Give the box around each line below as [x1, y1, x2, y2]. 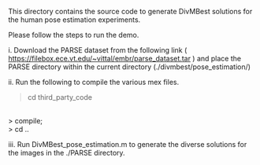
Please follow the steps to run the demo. [8, 31, 139, 39]
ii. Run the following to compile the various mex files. [8, 78, 180, 86]
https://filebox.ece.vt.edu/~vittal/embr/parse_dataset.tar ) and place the [8, 54, 242, 63]
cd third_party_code [27, 93, 93, 101]
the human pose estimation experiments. [8, 15, 141, 24]
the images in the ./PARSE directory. [8, 148, 125, 157]
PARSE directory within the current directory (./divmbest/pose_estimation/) [8, 62, 251, 71]
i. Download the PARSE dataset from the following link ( [8, 46, 188, 54]
